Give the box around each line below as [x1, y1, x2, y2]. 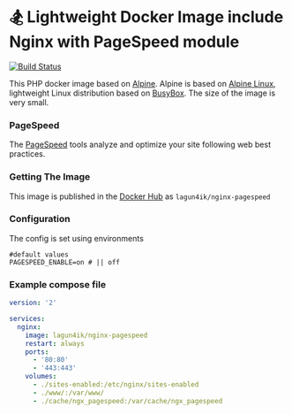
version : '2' [9, 298, 57, 308]
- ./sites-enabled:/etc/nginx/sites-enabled [32, 380, 199, 389]
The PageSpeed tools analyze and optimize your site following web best [9, 139, 272, 150]
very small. [9, 96, 49, 107]
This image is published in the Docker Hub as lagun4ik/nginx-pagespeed [9, 191, 271, 202]
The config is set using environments [9, 233, 144, 243]
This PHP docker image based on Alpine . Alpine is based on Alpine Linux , [9, 78, 276, 88]
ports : [25, 347, 49, 356]
